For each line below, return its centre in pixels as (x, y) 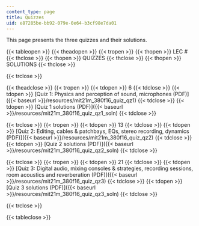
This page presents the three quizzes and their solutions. (77, 40)
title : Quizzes (25, 17)
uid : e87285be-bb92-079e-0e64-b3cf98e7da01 (62, 23)
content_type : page (31, 12)
